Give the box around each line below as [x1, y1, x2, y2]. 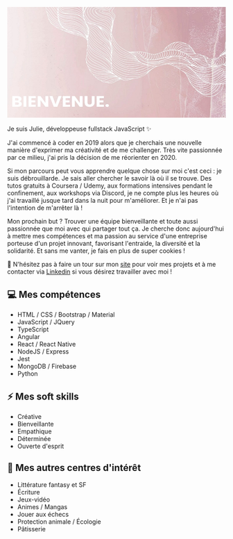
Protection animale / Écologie [17, 517, 102, 526]
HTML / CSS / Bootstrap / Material [17, 310, 115, 319]
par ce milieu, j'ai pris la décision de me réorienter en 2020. [7, 154, 178, 162]
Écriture [17, 488, 40, 496]
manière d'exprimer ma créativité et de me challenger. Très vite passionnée [7, 146, 223, 154]
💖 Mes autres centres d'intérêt [7, 462, 141, 474]
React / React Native [17, 340, 76, 349]
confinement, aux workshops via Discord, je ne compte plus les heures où [7, 189, 219, 197]
